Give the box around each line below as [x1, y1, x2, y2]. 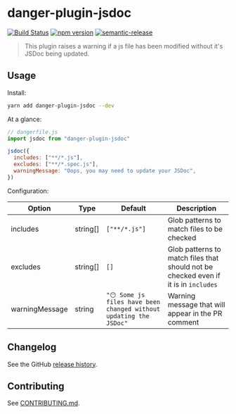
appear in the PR [167, 308, 223, 318]
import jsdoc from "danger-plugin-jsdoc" [7, 135, 131, 142]
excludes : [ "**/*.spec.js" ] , [13, 161, 99, 168]
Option [27, 203, 51, 213]
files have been [106, 298, 161, 306]
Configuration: [7, 187, 49, 195]
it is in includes [167, 280, 218, 289]
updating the [106, 312, 150, 320]
